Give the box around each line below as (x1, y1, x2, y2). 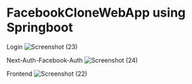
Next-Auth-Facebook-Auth (6, 56, 83, 64)
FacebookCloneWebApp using (6, 5, 186, 21)
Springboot (6, 19, 74, 35)
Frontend (6, 69, 33, 78)
